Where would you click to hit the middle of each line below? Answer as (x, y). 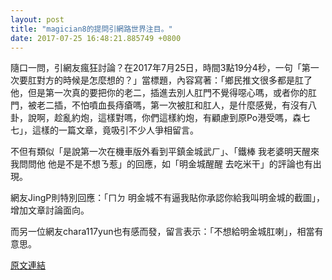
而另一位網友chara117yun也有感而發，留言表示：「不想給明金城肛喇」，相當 (162, 232)
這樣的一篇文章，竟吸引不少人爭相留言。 (115, 130)
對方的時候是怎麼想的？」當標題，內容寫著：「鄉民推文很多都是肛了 (174, 80)
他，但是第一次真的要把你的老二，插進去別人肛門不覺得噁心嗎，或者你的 (159, 93)
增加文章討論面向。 (50, 210)
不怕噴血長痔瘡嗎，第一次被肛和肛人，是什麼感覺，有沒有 (189, 105)
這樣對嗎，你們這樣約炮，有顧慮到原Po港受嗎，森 (199, 118)
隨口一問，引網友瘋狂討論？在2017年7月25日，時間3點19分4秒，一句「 (156, 68)
